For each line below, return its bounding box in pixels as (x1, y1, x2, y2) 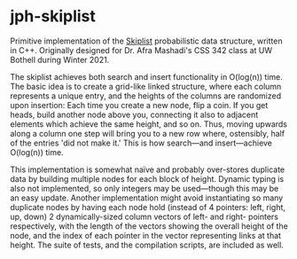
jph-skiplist (10, 6, 97, 27)
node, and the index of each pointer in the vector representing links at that (10, 230, 282, 240)
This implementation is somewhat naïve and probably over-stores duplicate (10, 164, 285, 175)
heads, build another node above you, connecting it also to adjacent (10, 109, 259, 120)
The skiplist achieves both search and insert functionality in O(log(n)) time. (10, 71, 283, 82)
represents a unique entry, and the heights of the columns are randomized (10, 90, 282, 101)
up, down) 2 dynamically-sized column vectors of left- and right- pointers (10, 211, 278, 222)
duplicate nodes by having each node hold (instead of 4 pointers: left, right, (10, 201, 286, 212)
